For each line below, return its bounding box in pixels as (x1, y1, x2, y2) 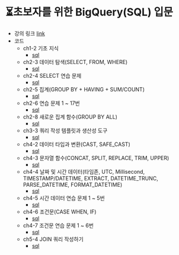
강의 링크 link (14, 30, 45, 37)
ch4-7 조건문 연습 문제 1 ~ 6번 (23, 222, 94, 229)
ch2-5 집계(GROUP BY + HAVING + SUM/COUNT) (23, 85, 145, 93)
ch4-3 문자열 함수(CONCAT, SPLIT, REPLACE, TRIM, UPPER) (23, 154, 170, 161)
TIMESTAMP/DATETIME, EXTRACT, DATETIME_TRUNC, (23, 174, 158, 181)
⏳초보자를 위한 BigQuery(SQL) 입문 (5, 5, 173, 19)
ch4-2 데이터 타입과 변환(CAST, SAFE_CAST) (23, 141, 131, 148)
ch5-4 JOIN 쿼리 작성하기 (23, 235, 84, 243)
